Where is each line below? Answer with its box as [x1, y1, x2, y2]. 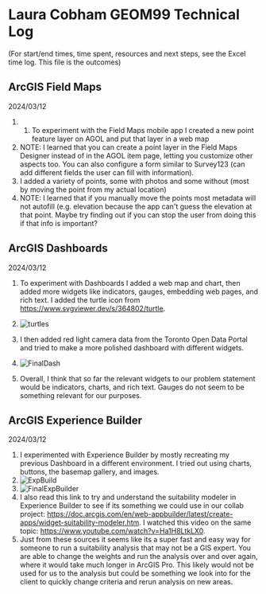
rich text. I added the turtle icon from [19, 295, 141, 304]
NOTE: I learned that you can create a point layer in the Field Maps [19, 142, 237, 152]
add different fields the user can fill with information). [19, 167, 195, 177]
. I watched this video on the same [138, 518, 252, 527]
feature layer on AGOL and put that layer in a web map [31, 134, 210, 143]
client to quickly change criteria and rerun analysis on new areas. [19, 577, 233, 587]
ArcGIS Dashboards [8, 241, 109, 256]
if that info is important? [19, 218, 98, 228]
